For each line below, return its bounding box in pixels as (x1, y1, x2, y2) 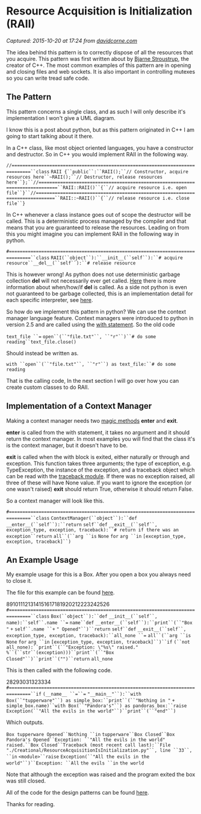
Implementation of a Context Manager (6, 401, 152, 411)
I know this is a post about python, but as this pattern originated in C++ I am (6, 126, 194, 133)
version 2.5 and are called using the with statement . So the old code (6, 321, 176, 328)
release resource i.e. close (116, 195, 190, 201)
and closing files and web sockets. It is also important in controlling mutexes (6, 68, 196, 75)
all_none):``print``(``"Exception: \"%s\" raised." (6, 644, 138, 650)
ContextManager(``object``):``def (51, 515, 137, 521)
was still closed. (6, 777, 46, 784)
